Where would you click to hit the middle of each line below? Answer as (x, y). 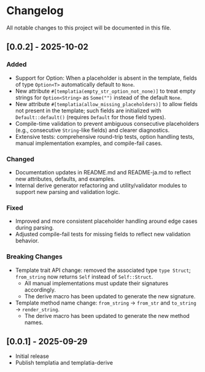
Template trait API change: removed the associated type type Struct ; (103, 270)
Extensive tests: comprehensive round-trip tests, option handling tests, (105, 136)
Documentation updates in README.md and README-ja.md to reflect (103, 172)
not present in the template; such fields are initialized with (88, 110)
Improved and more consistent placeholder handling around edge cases (106, 221)
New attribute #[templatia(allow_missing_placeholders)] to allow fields (106, 104)
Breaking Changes (35, 257)
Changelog (35, 11)
